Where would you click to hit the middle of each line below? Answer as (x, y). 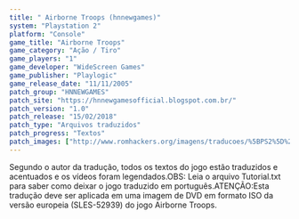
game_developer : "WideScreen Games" (77, 68)
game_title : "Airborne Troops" (67, 42)
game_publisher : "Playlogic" (63, 76)
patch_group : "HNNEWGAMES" (59, 92)
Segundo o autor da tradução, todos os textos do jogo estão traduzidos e (144, 166)
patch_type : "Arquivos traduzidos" (75, 126)
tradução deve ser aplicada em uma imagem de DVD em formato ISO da (141, 195)
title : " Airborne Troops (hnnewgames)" (85, 17)
